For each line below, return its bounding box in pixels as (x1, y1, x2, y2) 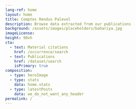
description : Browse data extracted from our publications (5, 21, 131, 27)
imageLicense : (5, 31, 35, 36)
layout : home (5, 12, 33, 17)
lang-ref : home (5, 7, 37, 13)
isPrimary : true (14, 63, 49, 68)
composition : (5, 68, 33, 73)
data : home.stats (14, 82, 51, 87)
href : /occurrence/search (14, 49, 69, 54)
